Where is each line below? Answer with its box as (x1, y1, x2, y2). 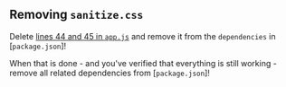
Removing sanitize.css (9, 7, 144, 22)
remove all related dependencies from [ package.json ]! (9, 67, 211, 78)
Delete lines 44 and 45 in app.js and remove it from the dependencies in (9, 30, 276, 41)
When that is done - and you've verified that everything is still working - (9, 57, 278, 68)
